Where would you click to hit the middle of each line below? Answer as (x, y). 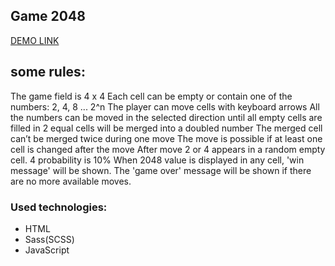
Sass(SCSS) (49, 239)
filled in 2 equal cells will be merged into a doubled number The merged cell (166, 128)
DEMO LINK (35, 40)
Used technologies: (59, 207)
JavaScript (47, 250)
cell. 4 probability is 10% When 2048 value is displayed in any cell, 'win (157, 160)
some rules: (48, 72)
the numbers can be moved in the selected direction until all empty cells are (166, 117)
